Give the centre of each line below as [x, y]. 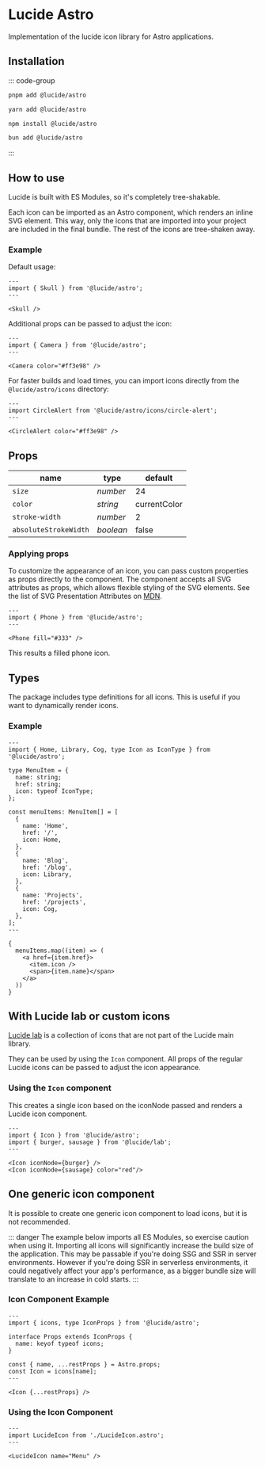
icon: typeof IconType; [54, 791]
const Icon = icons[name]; [53, 1371]
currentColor [159, 505]
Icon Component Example [59, 1299]
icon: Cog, [40, 909]
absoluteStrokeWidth [51, 530]
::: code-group [32, 80]
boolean [112, 530]
